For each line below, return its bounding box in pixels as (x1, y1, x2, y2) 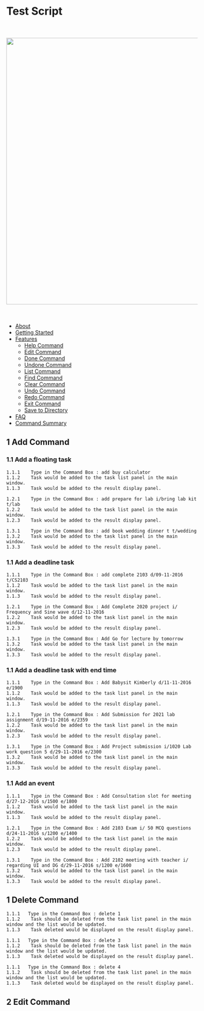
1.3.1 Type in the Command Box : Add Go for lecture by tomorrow (6, 636, 183, 642)
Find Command (24, 374, 63, 381)
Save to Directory (24, 406, 68, 414)
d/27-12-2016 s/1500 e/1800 (6, 798, 78, 804)
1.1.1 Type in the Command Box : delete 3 (6, 937, 121, 944)
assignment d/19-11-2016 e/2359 (6, 717, 88, 723)
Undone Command (24, 361, 72, 368)
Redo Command (24, 393, 65, 400)
